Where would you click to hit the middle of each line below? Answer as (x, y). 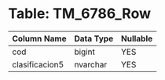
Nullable (137, 38)
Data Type (94, 38)
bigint (85, 52)
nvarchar (91, 64)
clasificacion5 (38, 64)
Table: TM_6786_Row (80, 14)
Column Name (39, 38)
